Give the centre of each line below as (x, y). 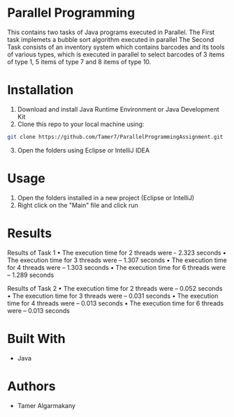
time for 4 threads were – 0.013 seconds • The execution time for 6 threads (116, 303)
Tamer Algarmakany (46, 405)
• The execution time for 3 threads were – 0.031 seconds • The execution (113, 296)
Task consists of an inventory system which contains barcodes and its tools (116, 47)
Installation (41, 90)
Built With (36, 339)
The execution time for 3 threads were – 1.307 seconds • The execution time (117, 260)
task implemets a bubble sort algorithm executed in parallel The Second (111, 39)
